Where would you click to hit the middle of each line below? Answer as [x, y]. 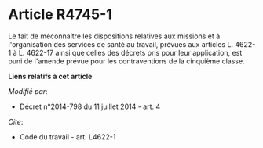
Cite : [16, 121]
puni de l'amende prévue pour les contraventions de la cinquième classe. [126, 61]
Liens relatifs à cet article [50, 76]
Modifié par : [28, 91]
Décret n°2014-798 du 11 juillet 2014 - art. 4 [90, 106]
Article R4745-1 [60, 14]
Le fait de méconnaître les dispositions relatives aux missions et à [114, 36]
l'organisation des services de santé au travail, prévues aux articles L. [121, 44]
